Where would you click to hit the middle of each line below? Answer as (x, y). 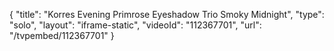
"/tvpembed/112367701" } (62, 35)
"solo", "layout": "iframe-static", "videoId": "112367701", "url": (135, 25)
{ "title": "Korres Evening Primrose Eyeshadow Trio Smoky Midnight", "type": (167, 14)
